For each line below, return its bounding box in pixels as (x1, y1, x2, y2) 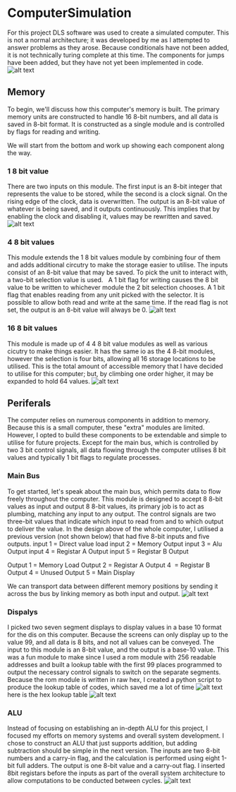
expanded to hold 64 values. (7, 377, 90, 385)
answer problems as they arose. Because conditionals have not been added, (7, 43, 229, 51)
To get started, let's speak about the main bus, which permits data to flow (7, 487, 221, 495)
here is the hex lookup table (7, 690, 88, 699)
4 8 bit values (7, 237, 55, 247)
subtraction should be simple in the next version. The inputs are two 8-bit (7, 746, 221, 755)
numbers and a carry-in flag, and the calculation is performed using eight (7, 754, 221, 762)
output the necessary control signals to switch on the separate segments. (7, 668, 221, 676)
